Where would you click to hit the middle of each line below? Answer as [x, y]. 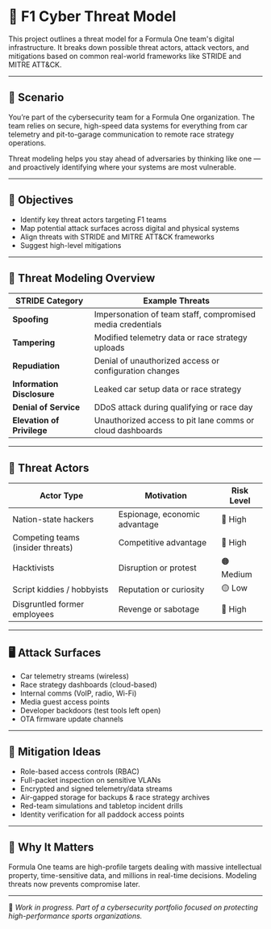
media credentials [128, 325]
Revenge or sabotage [159, 609]
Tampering [34, 343]
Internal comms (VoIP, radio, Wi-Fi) [78, 693]
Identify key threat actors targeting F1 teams [93, 219]
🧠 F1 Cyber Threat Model [92, 17]
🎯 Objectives [41, 200]
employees [33, 615]
